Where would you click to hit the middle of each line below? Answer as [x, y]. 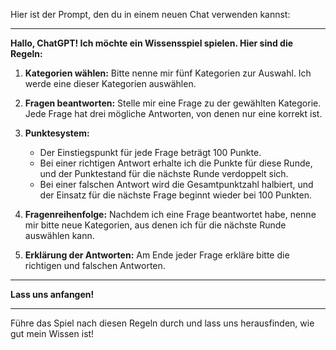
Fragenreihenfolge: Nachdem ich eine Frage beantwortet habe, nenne [170, 214]
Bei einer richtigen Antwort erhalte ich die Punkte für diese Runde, [176, 163]
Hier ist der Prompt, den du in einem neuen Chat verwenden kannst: [150, 14]
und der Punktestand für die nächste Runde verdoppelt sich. [164, 173]
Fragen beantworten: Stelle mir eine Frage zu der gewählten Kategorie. [173, 103]
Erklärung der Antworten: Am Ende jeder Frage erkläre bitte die [157, 255]
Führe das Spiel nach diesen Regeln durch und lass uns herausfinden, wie [162, 323]
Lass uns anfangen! [52, 294]
